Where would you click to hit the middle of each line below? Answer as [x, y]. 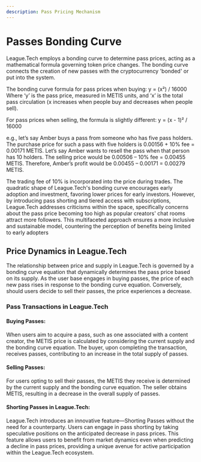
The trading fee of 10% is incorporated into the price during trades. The [94, 181]
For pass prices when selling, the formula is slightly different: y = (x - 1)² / [97, 120]
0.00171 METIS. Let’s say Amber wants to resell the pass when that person [98, 150]
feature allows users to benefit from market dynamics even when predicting [100, 440]
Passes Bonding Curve [64, 41]
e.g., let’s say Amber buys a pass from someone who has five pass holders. [100, 138]
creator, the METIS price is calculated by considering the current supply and [100, 341]
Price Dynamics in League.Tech [67, 251]
